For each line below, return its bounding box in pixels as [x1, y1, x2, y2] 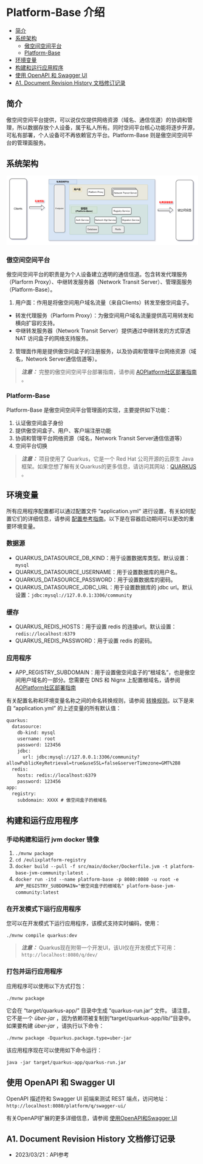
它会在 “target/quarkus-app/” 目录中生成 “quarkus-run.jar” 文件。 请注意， [6, 1007, 193, 1014]
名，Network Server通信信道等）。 [15, 355, 100, 363]
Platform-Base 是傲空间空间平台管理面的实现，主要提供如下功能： [6, 406, 172, 414]
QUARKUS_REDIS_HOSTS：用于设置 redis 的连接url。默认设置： [15, 623, 177, 630]
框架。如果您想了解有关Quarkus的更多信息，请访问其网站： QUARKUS [21, 462, 196, 470]
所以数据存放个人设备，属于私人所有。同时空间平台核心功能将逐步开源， [16, 123, 198, 131]
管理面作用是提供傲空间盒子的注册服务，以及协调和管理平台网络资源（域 [15, 348, 196, 355]
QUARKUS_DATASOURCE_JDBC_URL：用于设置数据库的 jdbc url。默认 [15, 583, 193, 591]
